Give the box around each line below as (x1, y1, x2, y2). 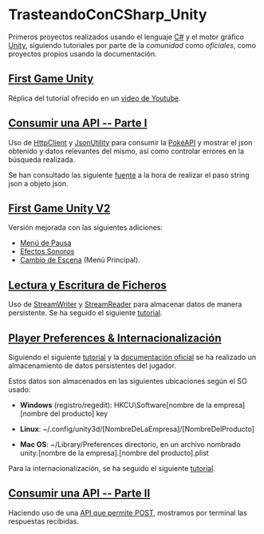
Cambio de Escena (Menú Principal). (19, 255, 141, 265)
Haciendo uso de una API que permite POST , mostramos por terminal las (8, 508, 247, 517)
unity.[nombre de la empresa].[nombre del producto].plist (19, 449, 209, 457)
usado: (8, 385, 31, 394)
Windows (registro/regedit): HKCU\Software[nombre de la (19, 401, 213, 409)
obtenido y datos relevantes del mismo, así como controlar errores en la (8, 146, 245, 156)
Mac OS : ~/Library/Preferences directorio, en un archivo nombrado (19, 440, 241, 449)
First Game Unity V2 (8, 201, 111, 215)
